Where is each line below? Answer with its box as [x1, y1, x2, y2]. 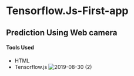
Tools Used [6, 44, 34, 51]
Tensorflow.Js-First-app [6, 4, 129, 18]
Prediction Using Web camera [6, 28, 118, 38]
